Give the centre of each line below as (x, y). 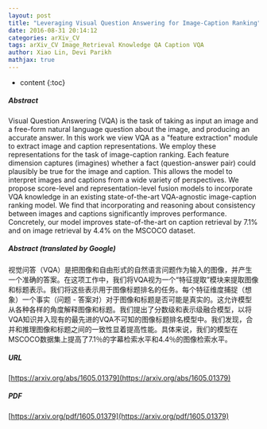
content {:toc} (43, 82)
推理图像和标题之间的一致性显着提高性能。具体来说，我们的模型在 (130, 329)
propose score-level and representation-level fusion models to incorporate (130, 188)
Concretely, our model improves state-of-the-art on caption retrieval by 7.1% (133, 222)
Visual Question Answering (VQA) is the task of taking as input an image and (133, 121)
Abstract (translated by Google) (62, 249)
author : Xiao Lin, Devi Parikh (60, 52)
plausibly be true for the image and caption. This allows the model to (120, 171)
